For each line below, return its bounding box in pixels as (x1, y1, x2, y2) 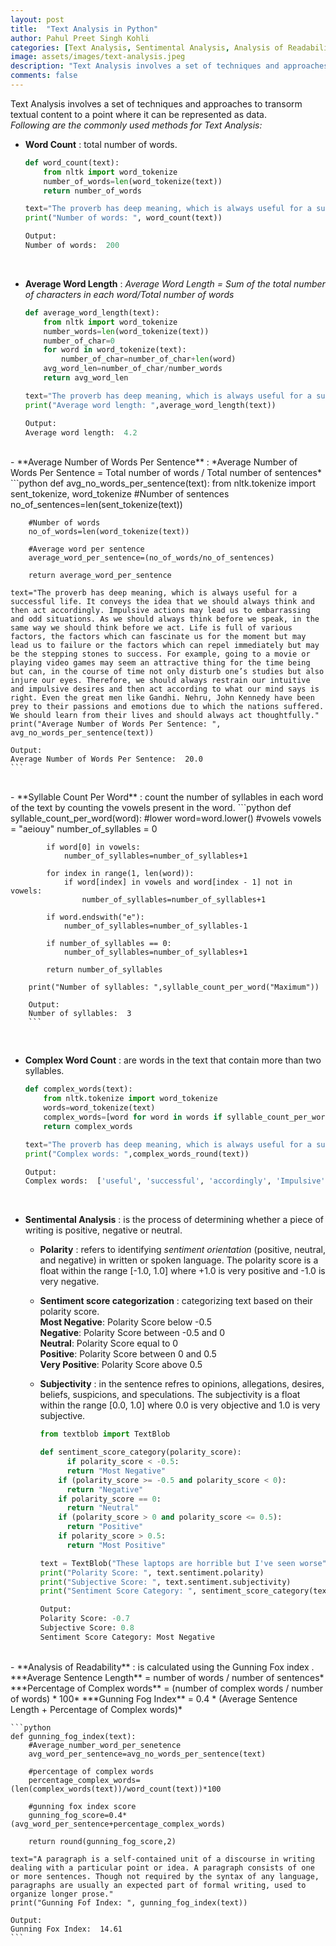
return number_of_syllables (46, 965, 163, 975)
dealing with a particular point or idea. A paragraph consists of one (10, 1862, 315, 1873)
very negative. (39, 1276, 100, 1288)
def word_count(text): (24, 157, 120, 168)
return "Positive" (66, 1522, 144, 1532)
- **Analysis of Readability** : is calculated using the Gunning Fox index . (10, 1661, 315, 1673)
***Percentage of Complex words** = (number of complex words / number (10, 1682, 324, 1694)
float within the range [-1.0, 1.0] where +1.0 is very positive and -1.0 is (39, 1265, 326, 1277)
